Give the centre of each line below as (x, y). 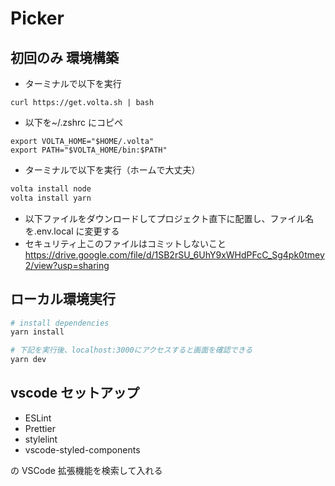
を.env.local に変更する (72, 231)
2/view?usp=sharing (67, 265)
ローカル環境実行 (63, 299)
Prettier (40, 428)
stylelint (41, 439)
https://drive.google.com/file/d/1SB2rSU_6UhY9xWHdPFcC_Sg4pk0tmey (174, 254)
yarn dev (28, 360)
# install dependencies (60, 323)
